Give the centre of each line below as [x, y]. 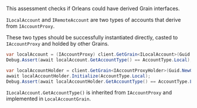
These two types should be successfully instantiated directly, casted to [92, 37]
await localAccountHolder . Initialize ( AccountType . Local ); [78, 76]
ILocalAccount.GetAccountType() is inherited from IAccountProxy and [89, 93]
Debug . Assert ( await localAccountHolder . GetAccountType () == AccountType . [98, 82]
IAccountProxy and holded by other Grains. [58, 44]
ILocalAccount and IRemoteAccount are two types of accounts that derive [94, 20]
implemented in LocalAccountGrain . [48, 99]
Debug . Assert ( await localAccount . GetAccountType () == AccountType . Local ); [99, 60]
